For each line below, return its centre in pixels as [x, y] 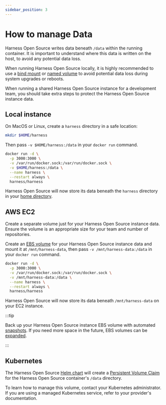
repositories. [18, 234]
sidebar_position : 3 [27, 10]
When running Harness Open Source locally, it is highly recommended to [79, 68]
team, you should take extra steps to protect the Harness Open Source [77, 93]
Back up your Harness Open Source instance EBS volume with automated [80, 325]
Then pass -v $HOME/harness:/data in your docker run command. [72, 145]
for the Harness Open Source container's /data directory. [64, 378]
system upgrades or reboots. [35, 79]
